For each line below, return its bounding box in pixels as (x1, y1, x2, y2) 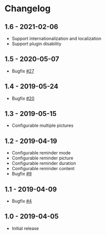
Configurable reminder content (11, 166, 75, 172)
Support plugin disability (11, 41, 62, 47)
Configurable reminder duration (11, 160, 76, 166)
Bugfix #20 (11, 95, 35, 101)
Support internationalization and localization (11, 35, 102, 41)
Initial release (11, 225, 39, 231)
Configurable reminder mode (11, 150, 71, 156)
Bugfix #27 (11, 68, 35, 74)
